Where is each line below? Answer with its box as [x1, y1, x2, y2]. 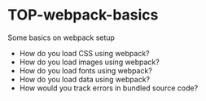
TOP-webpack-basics [7, 6, 159, 24]
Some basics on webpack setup [7, 33, 116, 42]
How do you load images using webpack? [19, 57, 160, 67]
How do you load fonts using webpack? [19, 65, 152, 75]
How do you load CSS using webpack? [19, 48, 150, 58]
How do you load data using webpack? [19, 74, 151, 84]
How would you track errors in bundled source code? [19, 83, 199, 93]
